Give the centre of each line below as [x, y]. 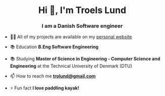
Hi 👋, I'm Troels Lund [82, 10]
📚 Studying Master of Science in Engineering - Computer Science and [85, 59]
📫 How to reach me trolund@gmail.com [53, 76]
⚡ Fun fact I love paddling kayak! [45, 88]
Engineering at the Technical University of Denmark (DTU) [71, 66]
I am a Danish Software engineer [82, 26]
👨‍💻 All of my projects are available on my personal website [71, 37]
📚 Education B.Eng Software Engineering [54, 47]
